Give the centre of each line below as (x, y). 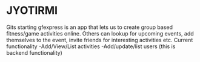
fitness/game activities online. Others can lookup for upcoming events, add (100, 33)
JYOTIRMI (32, 11)
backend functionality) (34, 52)
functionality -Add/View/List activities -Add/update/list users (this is (91, 46)
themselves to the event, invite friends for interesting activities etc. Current (100, 40)
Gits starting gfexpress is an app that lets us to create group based (90, 27)
